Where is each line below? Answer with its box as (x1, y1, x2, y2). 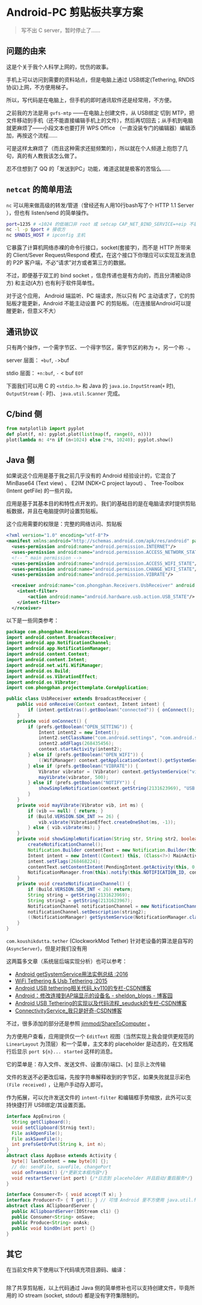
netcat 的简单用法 (6, 185, 72, 195)
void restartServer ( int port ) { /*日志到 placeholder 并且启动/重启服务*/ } (11, 1175, 194, 1181)
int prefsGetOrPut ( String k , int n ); (11, 1141, 106, 1148)
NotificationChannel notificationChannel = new (28, 903, 149, 909)
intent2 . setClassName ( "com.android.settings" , (38, 735, 158, 741)
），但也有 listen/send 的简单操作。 (6, 209, 92, 216)
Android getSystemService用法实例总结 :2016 (14, 971, 128, 977)
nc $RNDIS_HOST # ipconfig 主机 (6, 232, 85, 238)
